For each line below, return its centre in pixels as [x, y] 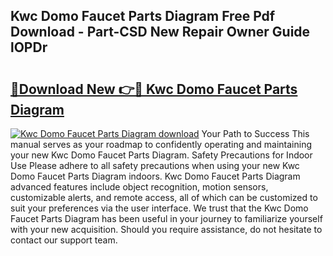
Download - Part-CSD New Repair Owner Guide [160, 32]
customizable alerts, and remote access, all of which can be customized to [164, 197]
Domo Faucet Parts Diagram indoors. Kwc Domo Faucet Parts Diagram [155, 176]
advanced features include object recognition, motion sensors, [139, 187]
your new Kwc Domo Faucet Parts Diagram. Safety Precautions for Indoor [161, 155]
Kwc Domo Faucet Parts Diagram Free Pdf [143, 16]
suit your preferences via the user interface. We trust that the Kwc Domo [159, 208]
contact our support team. [64, 240]
